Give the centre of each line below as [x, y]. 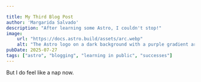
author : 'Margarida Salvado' [42, 22]
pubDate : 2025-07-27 [32, 50]
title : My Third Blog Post [40, 17]
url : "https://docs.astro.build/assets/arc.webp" [80, 39]
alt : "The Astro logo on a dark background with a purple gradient [103, 45]
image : [14, 33]
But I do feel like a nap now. [40, 72]
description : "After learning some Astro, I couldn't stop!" [84, 28]
